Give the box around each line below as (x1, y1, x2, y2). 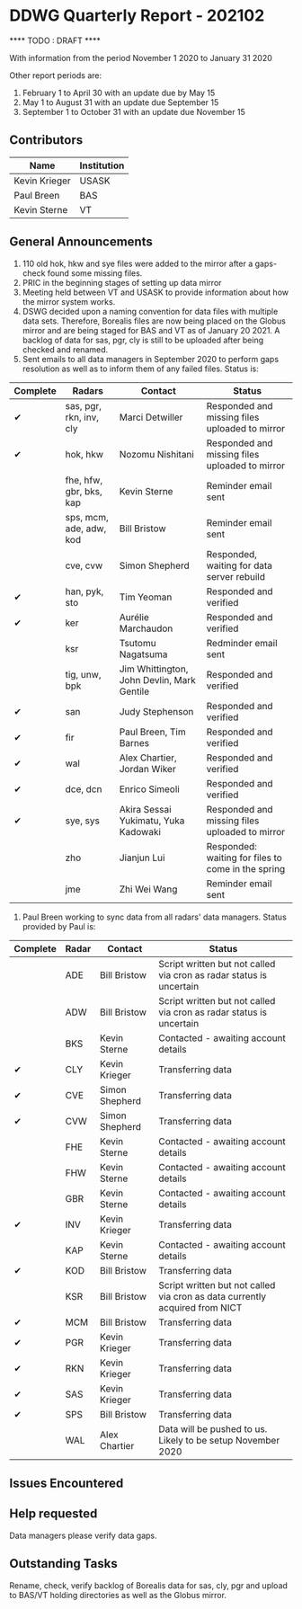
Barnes (119, 736, 150, 749)
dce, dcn (65, 783, 102, 796)
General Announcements (9, 235, 153, 250)
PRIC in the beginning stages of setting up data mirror (22, 277, 222, 288)
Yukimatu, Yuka (119, 814, 185, 827)
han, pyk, (65, 585, 104, 598)
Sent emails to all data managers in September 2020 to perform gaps (22, 353, 280, 364)
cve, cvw (65, 559, 103, 572)
